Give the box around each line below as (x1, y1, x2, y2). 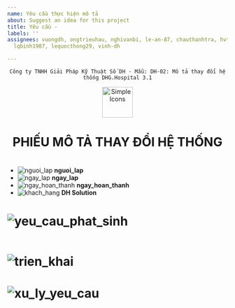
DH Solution (61, 188, 97, 197)
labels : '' (7, 29, 39, 37)
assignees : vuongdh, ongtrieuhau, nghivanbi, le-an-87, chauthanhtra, (7, 36, 218, 43)
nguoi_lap (54, 166, 84, 175)
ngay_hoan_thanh (76, 181, 129, 190)
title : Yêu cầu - (7, 23, 58, 30)
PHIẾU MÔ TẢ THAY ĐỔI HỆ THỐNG (13, 134, 222, 150)
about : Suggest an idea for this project (7, 17, 130, 24)
